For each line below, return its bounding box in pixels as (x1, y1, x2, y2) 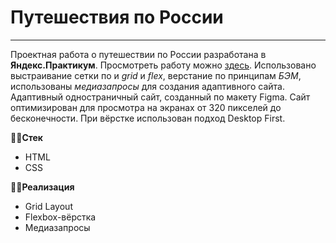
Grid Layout (24, 200, 73, 212)
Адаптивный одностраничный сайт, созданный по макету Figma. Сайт (10, 91, 311, 103)
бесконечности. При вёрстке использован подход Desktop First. (10, 112, 286, 124)
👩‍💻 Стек (10, 131, 44, 143)
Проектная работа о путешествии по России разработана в (10, 48, 267, 60)
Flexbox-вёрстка (24, 211, 97, 223)
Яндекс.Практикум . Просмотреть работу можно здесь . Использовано (10, 59, 317, 71)
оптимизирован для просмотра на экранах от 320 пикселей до (10, 101, 282, 113)
